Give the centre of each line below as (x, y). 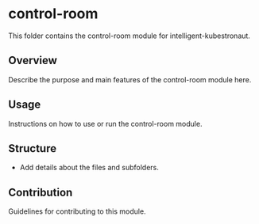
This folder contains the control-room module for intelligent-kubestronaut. (129, 36)
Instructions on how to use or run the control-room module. (105, 123)
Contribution (41, 192)
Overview (33, 61)
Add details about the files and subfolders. (89, 168)
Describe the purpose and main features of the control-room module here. (130, 79)
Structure (33, 148)
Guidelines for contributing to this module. (77, 211)
